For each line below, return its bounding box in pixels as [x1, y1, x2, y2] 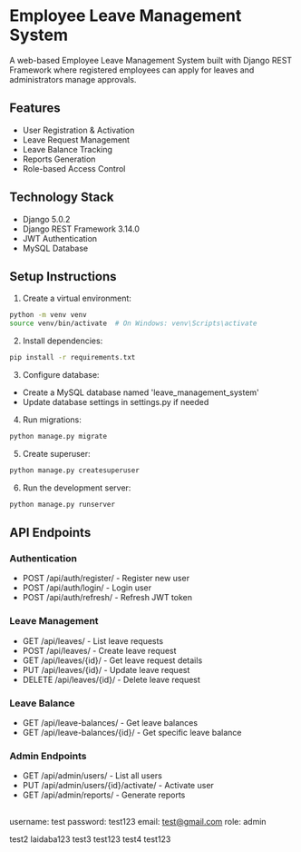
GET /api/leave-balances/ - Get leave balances [22, 717, 198, 728]
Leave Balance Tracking [22, 144, 113, 154]
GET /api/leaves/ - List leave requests [22, 635, 164, 646]
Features [9, 101, 61, 116]
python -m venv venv [9, 311, 88, 320]
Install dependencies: [22, 335, 103, 346]
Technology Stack [9, 190, 114, 205]
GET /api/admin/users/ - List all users [22, 770, 163, 781]
